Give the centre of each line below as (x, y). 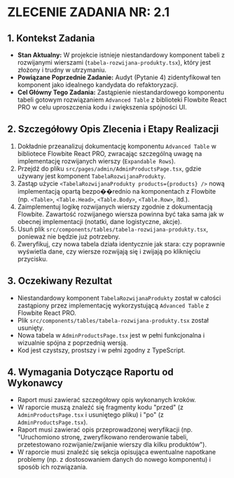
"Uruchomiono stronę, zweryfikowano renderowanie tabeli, (103, 437)
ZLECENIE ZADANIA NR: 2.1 (89, 12)
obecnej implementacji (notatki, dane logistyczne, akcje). (99, 221)
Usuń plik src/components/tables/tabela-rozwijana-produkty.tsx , (113, 229)
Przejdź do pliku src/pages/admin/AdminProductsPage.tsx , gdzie (109, 168)
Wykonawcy (35, 383)
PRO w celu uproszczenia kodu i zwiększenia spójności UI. (102, 107)
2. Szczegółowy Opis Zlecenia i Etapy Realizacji (113, 130)
